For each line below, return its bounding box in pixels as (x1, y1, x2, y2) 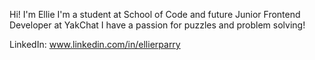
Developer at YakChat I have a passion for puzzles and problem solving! (9, 19, 306, 31)
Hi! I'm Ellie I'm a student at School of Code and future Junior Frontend (9, 9, 301, 20)
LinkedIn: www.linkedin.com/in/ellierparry (9, 39, 181, 50)
